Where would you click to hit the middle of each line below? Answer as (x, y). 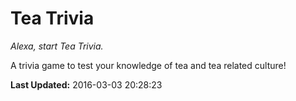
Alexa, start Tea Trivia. (57, 46)
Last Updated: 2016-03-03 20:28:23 (86, 84)
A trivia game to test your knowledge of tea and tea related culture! (148, 65)
